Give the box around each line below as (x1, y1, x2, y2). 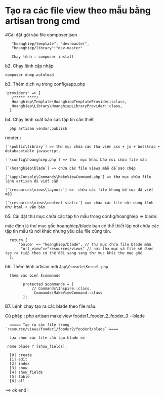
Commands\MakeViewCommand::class (34, 290, 103, 295)
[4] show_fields (9, 370, 43, 375)
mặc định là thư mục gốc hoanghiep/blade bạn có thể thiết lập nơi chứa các (5, 222, 159, 229)
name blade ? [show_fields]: (7, 344, 68, 349)
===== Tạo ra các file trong (9, 322, 70, 327)
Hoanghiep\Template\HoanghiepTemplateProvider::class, (11, 99, 127, 104)
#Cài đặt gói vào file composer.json (5, 32, 78, 37)
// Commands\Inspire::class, (31, 286, 92, 291)
